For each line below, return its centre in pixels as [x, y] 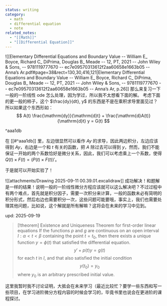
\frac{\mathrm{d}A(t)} [128, 116]
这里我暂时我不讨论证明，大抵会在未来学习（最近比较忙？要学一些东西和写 [81, 286]
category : [15, 14]
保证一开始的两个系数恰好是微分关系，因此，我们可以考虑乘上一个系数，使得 [83, 153]
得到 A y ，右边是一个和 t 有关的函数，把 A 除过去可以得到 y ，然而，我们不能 [83, 147]
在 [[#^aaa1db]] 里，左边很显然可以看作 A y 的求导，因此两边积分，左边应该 [82, 141]
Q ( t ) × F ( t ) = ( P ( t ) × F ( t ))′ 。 [32, 159]
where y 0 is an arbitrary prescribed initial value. [66, 275]
